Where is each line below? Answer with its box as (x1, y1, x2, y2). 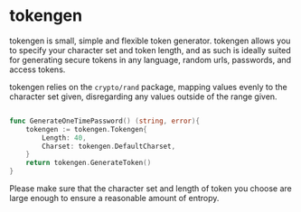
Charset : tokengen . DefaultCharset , (42, 142, 176, 151)
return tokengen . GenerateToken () (25, 159, 152, 168)
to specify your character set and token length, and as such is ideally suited (9, 44, 291, 55)
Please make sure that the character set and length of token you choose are (9, 183, 292, 194)
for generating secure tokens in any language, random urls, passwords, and (9, 54, 292, 65)
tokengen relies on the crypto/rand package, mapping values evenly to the (9, 81, 287, 92)
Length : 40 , (42, 133, 88, 143)
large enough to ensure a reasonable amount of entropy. (9, 193, 220, 204)
